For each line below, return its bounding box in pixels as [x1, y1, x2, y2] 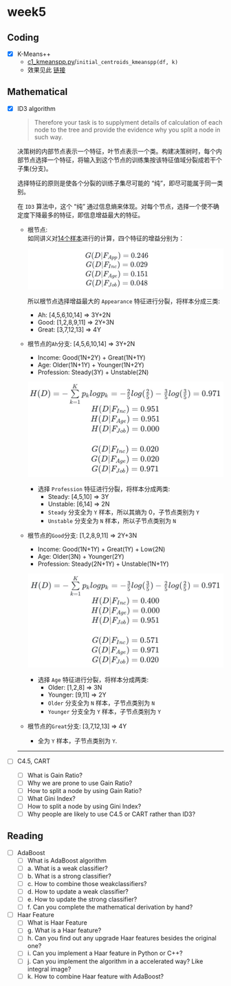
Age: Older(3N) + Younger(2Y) [37, 552, 125, 560]
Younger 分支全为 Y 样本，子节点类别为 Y [47, 708, 162, 716]
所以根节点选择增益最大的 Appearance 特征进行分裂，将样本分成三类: [27, 297, 221, 305]
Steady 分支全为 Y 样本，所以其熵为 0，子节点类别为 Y [47, 508, 200, 516]
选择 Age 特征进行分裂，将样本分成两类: [37, 676, 149, 684]
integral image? [27, 965, 71, 973]
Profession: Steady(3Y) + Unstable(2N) [37, 368, 149, 376]
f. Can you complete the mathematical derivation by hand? [27, 903, 193, 912]
